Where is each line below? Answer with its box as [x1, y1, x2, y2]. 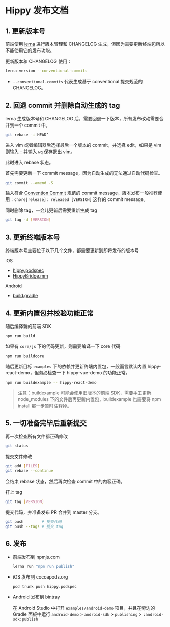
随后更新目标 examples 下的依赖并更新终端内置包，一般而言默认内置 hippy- [5, 363, 161, 369]
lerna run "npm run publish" [12, 564, 75, 569]
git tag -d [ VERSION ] [5, 217, 51, 222]
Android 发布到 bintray [12, 594, 60, 600]
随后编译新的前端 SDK [5, 323, 52, 329]
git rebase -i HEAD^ [5, 132, 49, 137]
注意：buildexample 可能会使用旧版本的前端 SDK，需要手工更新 [17, 390, 152, 396]
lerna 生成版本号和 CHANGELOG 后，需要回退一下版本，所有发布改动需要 [5, 115, 159, 121]
